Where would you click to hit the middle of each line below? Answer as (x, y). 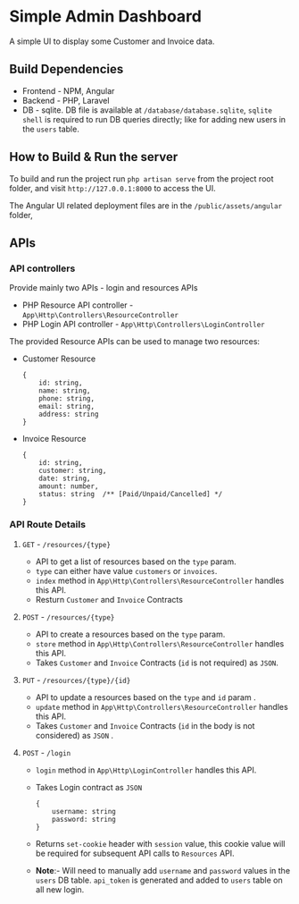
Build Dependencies (66, 69)
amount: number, (69, 486)
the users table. (51, 129)
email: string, (67, 407)
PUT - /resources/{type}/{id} (76, 680)
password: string (84, 819)
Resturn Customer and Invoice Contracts (109, 599)
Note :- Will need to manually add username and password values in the (163, 870)
